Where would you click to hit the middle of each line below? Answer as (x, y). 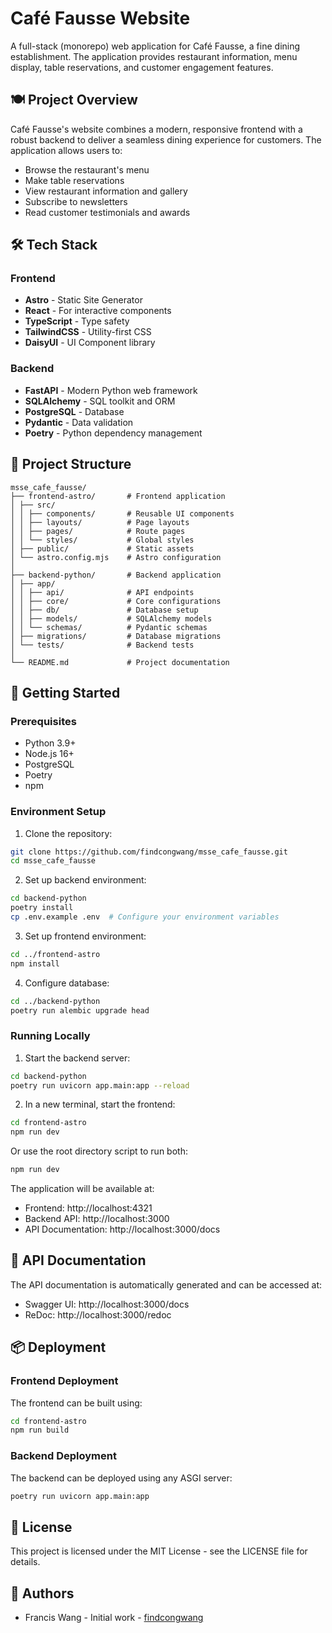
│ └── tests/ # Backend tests (102, 645)
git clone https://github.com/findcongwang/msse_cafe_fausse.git (149, 852)
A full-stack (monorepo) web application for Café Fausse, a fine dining (155, 46)
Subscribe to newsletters (76, 201)
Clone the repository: (68, 833)
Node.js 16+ (49, 754)
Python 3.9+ (50, 743)
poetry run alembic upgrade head (80, 1010)
